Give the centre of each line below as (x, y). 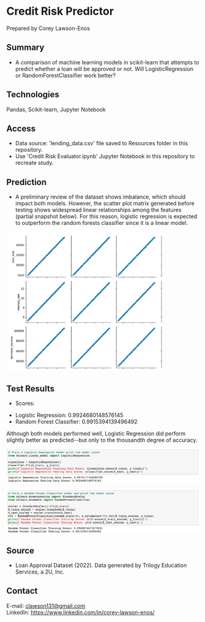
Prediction (27, 182)
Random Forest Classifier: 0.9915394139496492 (76, 422)
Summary (25, 47)
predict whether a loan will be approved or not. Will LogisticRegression (104, 69)
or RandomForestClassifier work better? (65, 75)
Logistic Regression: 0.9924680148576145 (69, 415)
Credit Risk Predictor (60, 11)
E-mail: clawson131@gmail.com (46, 605)
